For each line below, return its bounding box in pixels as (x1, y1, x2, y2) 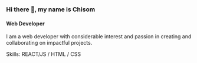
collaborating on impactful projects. (6, 39, 93, 47)
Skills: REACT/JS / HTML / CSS (6, 51, 81, 58)
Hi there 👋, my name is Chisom (6, 5, 96, 14)
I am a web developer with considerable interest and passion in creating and (6, 33, 192, 40)
